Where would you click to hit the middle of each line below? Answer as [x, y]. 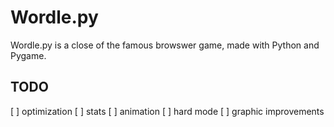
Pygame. [28, 55]
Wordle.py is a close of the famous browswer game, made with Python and [165, 45]
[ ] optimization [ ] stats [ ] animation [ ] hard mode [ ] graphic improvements [167, 111]
